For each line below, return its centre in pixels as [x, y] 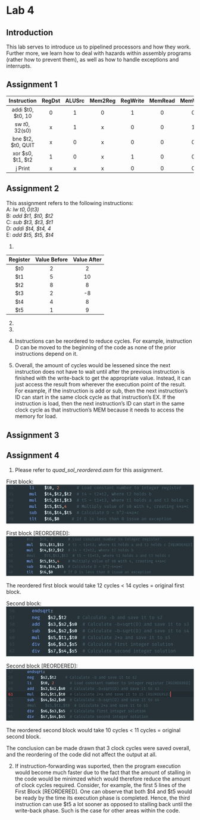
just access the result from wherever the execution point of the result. [100, 385]
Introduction [30, 33]
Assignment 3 [33, 435]
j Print [23, 168]
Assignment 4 [33, 455]
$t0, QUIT [23, 145]
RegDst [51, 101]
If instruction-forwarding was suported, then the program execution [98, 766]
